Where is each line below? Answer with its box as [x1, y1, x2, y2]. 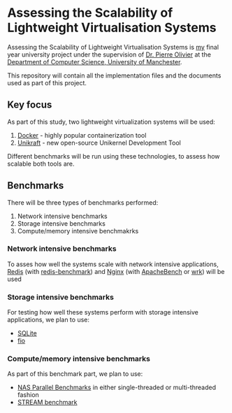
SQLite [17, 329, 37, 338]
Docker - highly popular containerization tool [17, 131, 147, 139]
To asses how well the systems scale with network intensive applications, [7, 260, 219, 268]
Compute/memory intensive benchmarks [7, 354, 150, 364]
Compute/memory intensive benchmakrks [17, 226, 139, 235]
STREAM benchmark [17, 398, 78, 407]
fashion [17, 391, 40, 399]
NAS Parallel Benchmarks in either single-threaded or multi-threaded [17, 383, 217, 392]
